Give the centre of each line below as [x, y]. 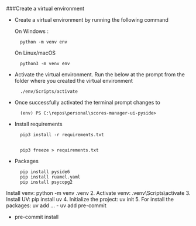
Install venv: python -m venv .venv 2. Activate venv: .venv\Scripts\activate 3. [98, 193]
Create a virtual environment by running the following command [91, 20]
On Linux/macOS [35, 53]
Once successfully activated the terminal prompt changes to [87, 102]
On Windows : [31, 31]
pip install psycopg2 [47, 182]
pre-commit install [37, 217]
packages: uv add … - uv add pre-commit [56, 205]
